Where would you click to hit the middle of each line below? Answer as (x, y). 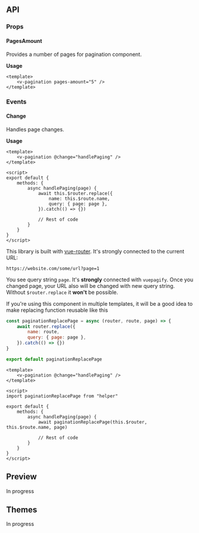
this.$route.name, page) (37, 427)
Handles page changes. (35, 129)
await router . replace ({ (46, 327)
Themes (22, 510)
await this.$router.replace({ (75, 193)
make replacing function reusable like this (57, 310)
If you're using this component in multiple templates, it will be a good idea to (99, 303)
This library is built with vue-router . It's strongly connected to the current (95, 251)
